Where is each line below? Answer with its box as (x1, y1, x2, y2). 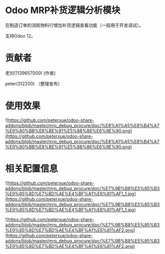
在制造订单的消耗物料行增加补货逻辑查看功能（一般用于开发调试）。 (5, 22, 144, 28)
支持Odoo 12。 (5, 33, 36, 39)
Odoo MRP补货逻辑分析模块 (5, 5, 120, 16)
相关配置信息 (5, 163, 59, 174)
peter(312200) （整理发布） (5, 80, 63, 87)
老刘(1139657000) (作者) (5, 70, 56, 76)
